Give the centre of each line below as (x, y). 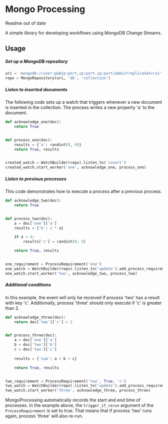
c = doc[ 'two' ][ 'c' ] (35, 349)
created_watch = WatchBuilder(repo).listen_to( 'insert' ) (66, 163)
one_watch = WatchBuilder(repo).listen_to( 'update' (60, 269)
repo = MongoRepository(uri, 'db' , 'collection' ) (58, 78)
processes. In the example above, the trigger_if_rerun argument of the (79, 405)
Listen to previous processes (36, 178)
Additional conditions (28, 285)
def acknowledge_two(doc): (33, 201)
